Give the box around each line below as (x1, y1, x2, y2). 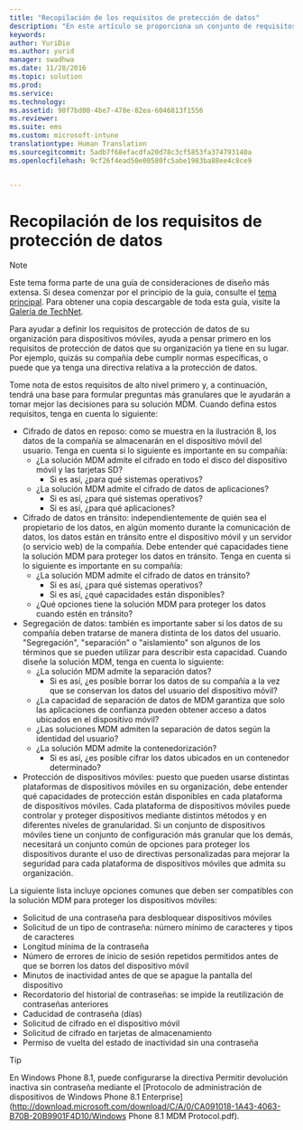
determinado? (49, 762, 102, 773)
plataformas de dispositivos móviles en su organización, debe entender (22, 781, 289, 792)
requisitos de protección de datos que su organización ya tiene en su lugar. (9, 343, 289, 353)
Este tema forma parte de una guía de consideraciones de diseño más (9, 278, 271, 288)
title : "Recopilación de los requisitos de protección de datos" (9, 13, 260, 23)
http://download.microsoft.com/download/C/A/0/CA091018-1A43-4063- (12, 1101, 281, 1112)
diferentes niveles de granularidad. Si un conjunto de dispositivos (22, 820, 266, 831)
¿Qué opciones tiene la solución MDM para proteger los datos (35, 598, 266, 610)
